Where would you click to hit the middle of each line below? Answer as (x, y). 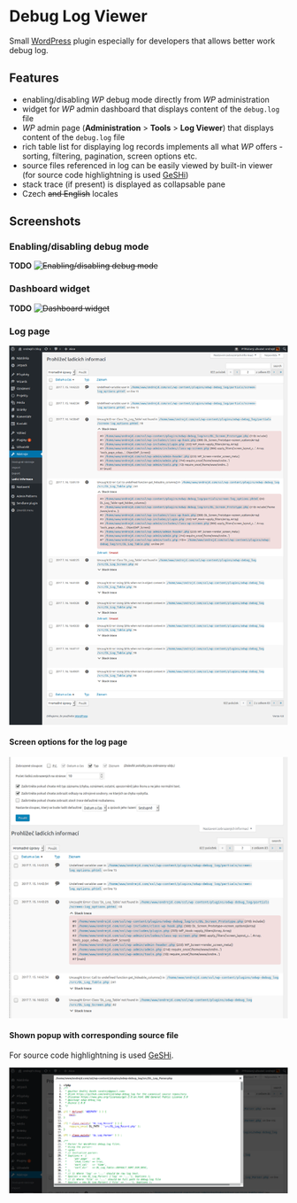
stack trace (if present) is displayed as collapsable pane (124, 184)
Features (34, 78)
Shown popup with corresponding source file (94, 1036)
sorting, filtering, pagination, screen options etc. (110, 156)
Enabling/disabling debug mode (79, 247)
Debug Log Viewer (78, 16)
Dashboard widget (49, 289)
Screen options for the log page (69, 742)
